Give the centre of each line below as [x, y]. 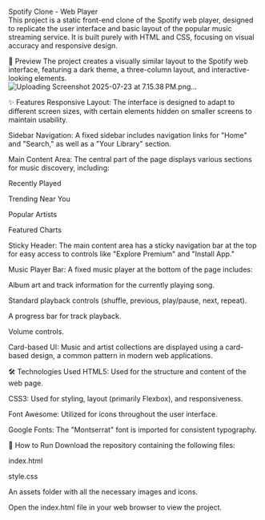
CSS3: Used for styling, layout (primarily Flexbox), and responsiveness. [126, 399]
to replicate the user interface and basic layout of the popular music [120, 28]
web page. [26, 383]
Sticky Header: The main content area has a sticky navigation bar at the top [133, 245]
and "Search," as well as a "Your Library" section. [90, 144]
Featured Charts [35, 230]
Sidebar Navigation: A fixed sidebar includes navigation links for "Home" [128, 135]
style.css [23, 476]
